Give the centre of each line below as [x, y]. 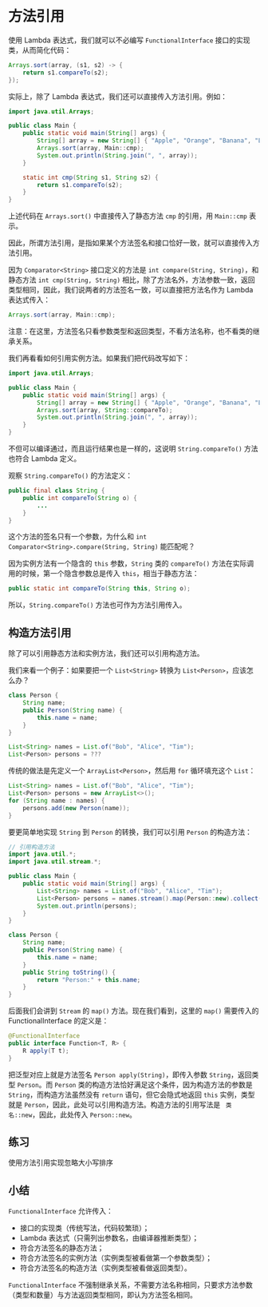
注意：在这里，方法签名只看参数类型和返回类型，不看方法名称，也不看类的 [130, 332]
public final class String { [57, 491]
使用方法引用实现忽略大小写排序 [61, 1162]
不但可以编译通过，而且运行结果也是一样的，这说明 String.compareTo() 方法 [133, 449]
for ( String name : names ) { [57, 800]
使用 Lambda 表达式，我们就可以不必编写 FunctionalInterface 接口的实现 [129, 40]
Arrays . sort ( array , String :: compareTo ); [105, 410]
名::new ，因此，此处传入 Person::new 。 [73, 1114]
